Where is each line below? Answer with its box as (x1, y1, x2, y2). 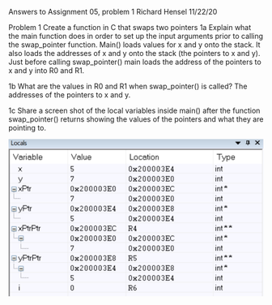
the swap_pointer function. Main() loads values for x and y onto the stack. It (8, 40, 261, 49)
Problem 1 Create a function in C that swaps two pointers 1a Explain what (8, 23, 252, 32)
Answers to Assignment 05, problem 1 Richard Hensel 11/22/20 (8, 7, 218, 16)
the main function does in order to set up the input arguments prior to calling (8, 32, 264, 41)
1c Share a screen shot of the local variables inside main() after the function (8, 105, 261, 115)
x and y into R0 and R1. (8, 66, 85, 75)
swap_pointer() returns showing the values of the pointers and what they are (8, 114, 264, 124)
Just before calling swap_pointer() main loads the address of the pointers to (8, 57, 261, 67)
